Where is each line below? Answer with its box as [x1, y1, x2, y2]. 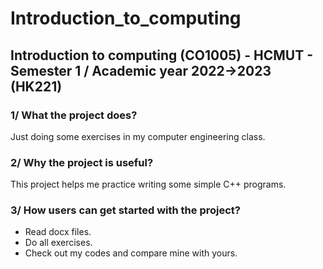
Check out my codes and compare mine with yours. [24, 247, 238, 259]
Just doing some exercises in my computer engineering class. [10, 130, 266, 142]
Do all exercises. [24, 237, 93, 249]
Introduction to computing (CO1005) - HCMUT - [10, 47, 314, 64]
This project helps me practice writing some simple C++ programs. [10, 178, 287, 191]
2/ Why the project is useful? [10, 155, 154, 169]
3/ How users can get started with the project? [10, 203, 241, 217]
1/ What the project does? [10, 108, 138, 122]
